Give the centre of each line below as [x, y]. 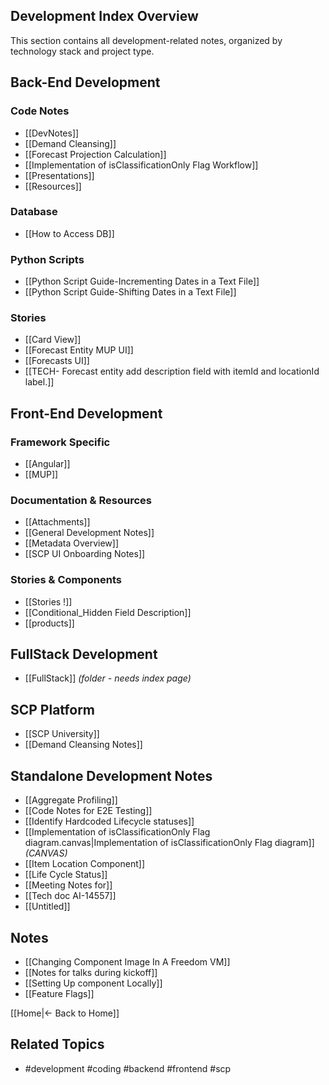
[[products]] [49, 623]
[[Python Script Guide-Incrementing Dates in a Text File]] [142, 281]
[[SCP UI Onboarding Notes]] [85, 554]
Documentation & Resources [81, 500]
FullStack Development [84, 654]
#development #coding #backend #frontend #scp [128, 1068]
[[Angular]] [47, 464]
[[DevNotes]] [52, 133]
